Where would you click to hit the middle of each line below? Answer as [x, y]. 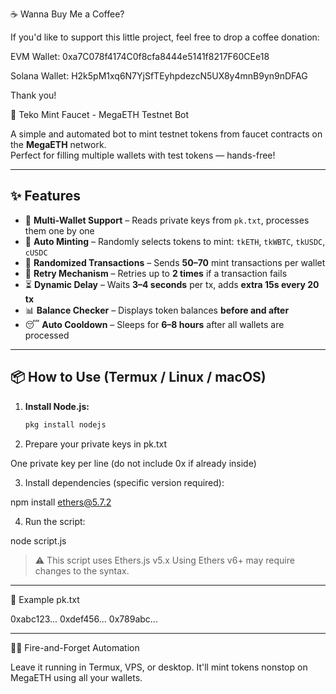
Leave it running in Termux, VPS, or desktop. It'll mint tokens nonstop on [159, 667]
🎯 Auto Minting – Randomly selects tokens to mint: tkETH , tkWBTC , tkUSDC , [175, 241]
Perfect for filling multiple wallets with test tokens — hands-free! [143, 155]
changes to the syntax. [82, 570]
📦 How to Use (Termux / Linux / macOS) [138, 377]
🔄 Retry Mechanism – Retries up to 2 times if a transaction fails [156, 273]
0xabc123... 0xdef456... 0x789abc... [84, 619]
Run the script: [55, 521]
